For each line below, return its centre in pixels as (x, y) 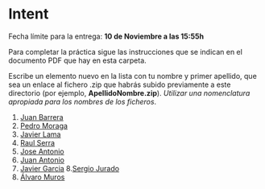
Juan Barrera (41, 117)
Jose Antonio (42, 151)
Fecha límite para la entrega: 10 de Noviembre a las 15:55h (106, 36)
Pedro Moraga (44, 125)
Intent (29, 14)
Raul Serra (37, 142)
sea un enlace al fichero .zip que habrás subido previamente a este (120, 84)
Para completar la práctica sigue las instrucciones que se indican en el (126, 51)
